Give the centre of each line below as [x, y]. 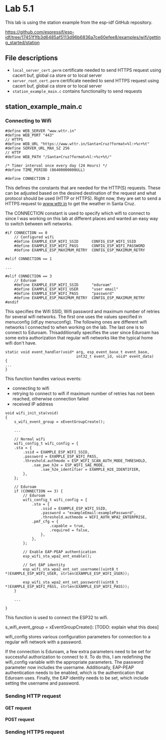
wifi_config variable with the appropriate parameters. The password [74, 662]
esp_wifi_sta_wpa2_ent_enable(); [57, 556]
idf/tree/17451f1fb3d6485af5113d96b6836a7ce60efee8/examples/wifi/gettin [83, 37]
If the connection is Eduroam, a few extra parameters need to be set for [78, 652]
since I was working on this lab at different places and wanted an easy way [82, 219]
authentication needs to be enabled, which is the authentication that [75, 673]
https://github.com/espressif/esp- [40, 32]
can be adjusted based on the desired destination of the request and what [81, 193]
